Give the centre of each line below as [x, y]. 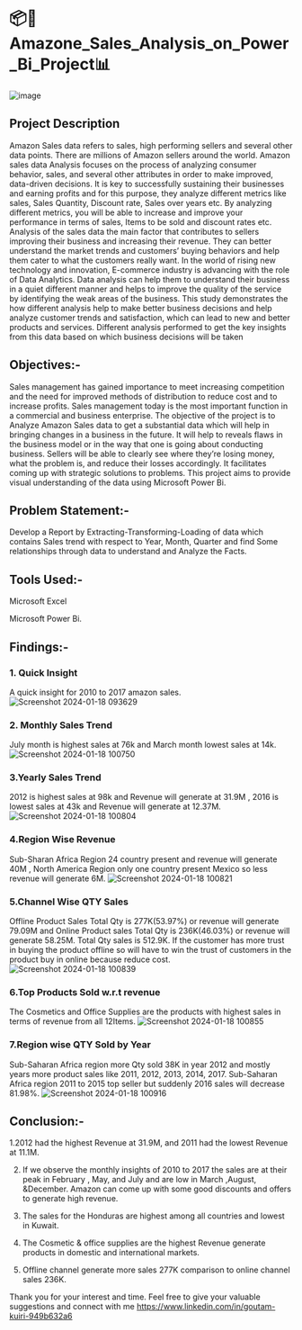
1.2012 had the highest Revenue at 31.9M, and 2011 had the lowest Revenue [149, 1143]
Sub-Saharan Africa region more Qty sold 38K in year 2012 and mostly [140, 1065]
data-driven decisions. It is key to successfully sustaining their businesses [147, 184]
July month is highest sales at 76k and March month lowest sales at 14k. [143, 745]
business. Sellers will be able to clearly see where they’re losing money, [142, 454]
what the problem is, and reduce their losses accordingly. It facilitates [138, 463]
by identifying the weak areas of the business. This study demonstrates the [149, 298]
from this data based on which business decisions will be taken [127, 337]
